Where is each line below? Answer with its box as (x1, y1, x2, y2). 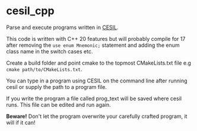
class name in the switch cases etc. (6, 47, 93, 55)
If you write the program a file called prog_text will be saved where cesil (6, 95, 182, 102)
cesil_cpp (6, 4, 55, 18)
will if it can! (6, 119, 36, 126)
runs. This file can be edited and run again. (6, 101, 111, 108)
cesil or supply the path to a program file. (6, 83, 107, 90)
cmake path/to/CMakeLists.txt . (6, 65, 82, 72)
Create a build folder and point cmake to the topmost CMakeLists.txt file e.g (6, 59, 192, 66)
